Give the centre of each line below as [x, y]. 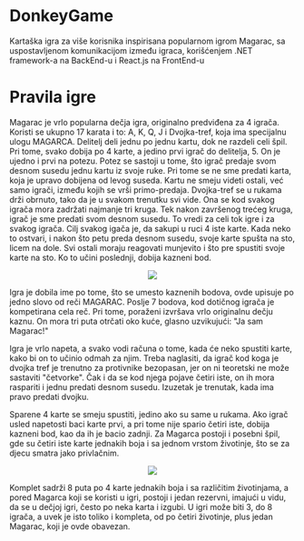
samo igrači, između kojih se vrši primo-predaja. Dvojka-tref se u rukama [146, 190]
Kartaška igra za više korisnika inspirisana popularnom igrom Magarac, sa [147, 41]
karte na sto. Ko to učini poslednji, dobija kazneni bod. [110, 257]
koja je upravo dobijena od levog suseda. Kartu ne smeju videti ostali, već [147, 180]
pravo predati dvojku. [49, 396]
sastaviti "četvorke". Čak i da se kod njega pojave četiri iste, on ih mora [142, 377]
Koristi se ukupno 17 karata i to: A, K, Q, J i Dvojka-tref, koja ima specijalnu [148, 132]
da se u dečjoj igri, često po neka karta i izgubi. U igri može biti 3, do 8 [141, 506]
